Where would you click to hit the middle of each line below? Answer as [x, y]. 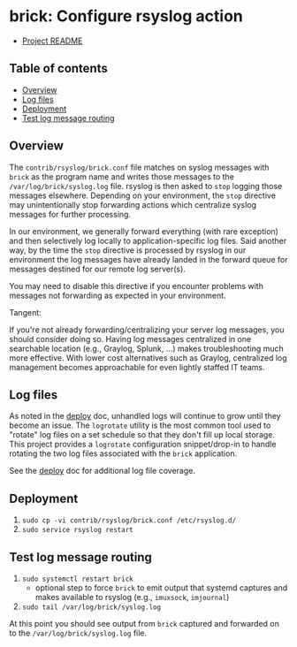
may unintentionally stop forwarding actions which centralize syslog [133, 204]
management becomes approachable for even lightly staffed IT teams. [137, 367]
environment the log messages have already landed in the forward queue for [148, 259]
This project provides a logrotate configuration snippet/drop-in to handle [143, 445]
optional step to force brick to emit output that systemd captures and [161, 588]
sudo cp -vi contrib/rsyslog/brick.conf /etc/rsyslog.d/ [129, 521]
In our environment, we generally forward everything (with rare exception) [144, 231]
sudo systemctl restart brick [78, 579]
